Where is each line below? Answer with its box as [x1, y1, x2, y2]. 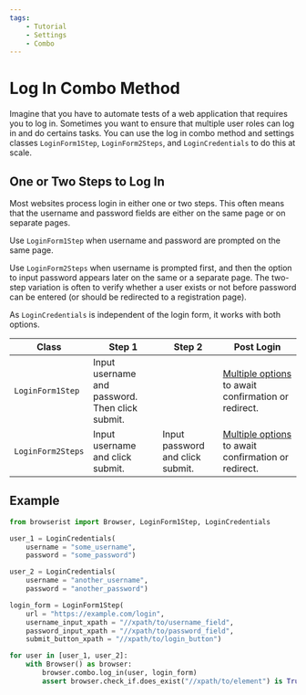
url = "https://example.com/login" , [25, 609, 166, 618]
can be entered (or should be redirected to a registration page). [9, 291, 248, 302]
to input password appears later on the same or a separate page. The [9, 272, 270, 283]
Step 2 [173, 341, 203, 353]
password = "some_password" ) [25, 551, 137, 560]
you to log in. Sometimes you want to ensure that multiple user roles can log [9, 118, 295, 129]
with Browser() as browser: [25, 659, 132, 669]
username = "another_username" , [25, 576, 148, 585]
